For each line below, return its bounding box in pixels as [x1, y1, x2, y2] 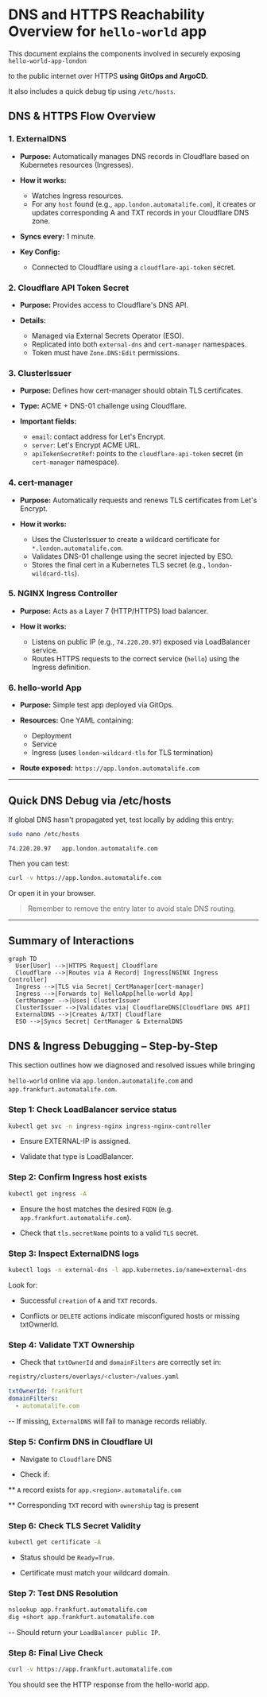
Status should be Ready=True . [19, 1552, 115, 1563]
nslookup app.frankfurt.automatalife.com [8, 1606, 148, 1614]
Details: [19, 316, 46, 325]
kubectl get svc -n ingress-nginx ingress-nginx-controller [8, 1122, 212, 1130]
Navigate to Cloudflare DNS [19, 1454, 113, 1463]
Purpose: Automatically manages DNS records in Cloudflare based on [19, 151, 250, 161]
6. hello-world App [8, 682, 82, 693]
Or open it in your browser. [8, 888, 96, 897]
